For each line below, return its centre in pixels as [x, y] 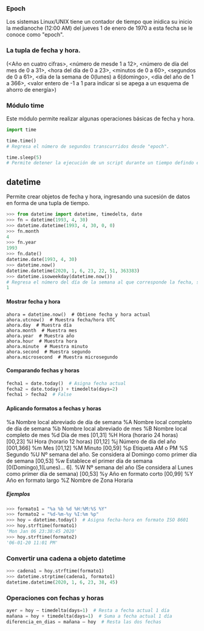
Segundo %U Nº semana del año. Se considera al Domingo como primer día [102, 454]
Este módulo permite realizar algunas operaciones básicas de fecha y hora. [101, 118]
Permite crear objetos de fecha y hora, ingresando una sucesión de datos [98, 197]
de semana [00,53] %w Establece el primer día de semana [80, 461]
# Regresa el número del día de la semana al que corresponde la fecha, [100, 282]
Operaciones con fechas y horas [55, 598]
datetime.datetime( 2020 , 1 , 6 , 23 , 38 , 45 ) [62, 582]
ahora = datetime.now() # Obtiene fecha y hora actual [78, 315]
